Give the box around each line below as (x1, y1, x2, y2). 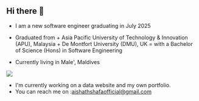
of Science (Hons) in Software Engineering (15, 47, 123, 54)
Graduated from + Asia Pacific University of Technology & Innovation (15, 34, 189, 41)
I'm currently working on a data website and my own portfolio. (15, 81, 171, 88)
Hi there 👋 (6, 6, 44, 16)
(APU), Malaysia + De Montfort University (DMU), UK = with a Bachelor (15, 40, 193, 47)
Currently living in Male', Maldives (15, 58, 100, 65)
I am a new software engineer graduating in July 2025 (15, 22, 151, 29)
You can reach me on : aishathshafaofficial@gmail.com (15, 88, 152, 95)
